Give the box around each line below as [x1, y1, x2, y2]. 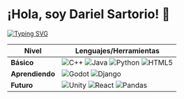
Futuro [10, 80, 33, 90]
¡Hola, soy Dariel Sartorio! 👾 [7, 6, 171, 22]
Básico [10, 57, 34, 67]
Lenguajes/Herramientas [75, 45, 160, 55]
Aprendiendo [10, 69, 56, 79]
